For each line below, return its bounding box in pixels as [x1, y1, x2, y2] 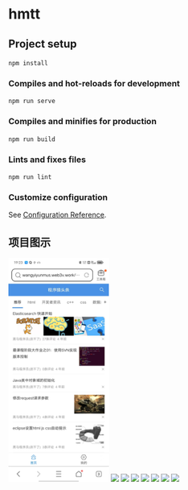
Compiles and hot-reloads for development [8, 77, 181, 89]
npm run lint [8, 172, 52, 181]
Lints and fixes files [8, 154, 87, 165]
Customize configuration [8, 191, 108, 202]
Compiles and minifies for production [8, 116, 157, 127]
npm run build [8, 135, 56, 143]
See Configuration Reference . [8, 210, 107, 220]
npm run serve [8, 98, 56, 106]
